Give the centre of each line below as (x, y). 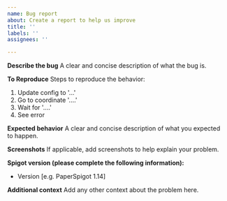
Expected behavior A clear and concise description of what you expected (114, 128)
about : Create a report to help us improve (72, 20)
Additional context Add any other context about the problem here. (103, 190)
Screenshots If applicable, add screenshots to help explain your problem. (113, 149)
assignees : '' (28, 40)
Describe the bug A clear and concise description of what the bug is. (107, 66)
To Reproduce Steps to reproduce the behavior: (76, 79)
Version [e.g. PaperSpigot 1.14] (61, 177)
